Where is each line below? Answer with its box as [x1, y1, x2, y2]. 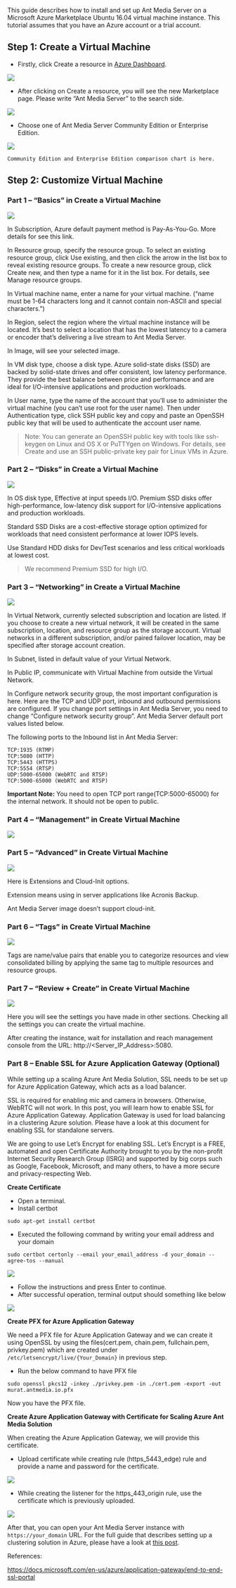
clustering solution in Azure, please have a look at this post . [7, 1538, 180, 1547]
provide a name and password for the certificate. [17, 1462, 159, 1471]
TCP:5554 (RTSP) [7, 765, 55, 772]
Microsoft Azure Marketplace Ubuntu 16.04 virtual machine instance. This [7, 13, 221, 22]
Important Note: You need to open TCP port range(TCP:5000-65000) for [7, 790, 220, 798]
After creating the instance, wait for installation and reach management [7, 1034, 213, 1042]
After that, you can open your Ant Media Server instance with [7, 1523, 185, 1532]
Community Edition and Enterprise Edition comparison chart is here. [7, 155, 216, 162]
